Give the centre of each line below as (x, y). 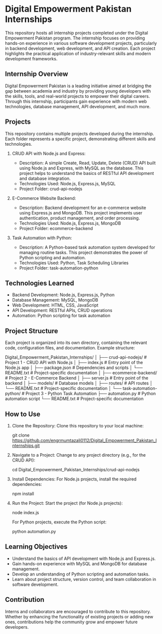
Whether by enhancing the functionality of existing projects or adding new (79, 616)
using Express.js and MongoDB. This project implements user (81, 212)
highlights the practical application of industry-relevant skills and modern (78, 53)
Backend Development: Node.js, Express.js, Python (63, 295)
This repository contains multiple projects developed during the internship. (80, 134)
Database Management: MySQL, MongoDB (55, 300)
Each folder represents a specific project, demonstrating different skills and (80, 139)
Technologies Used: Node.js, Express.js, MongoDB (70, 223)
